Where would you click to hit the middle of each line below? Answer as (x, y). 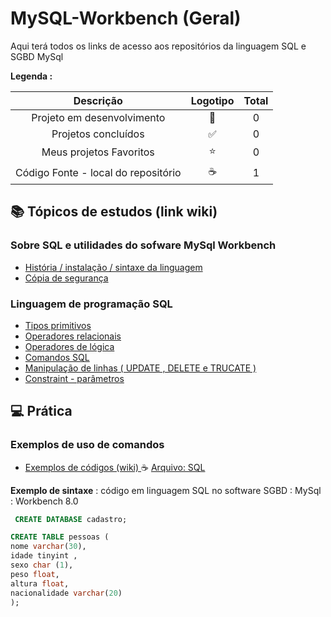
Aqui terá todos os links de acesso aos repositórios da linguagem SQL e (158, 46)
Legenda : (31, 76)
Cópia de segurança (66, 278)
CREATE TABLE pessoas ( (60, 537)
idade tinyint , (44, 556)
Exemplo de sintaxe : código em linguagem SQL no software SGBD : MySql (166, 490)
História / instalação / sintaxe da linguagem (113, 267)
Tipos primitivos (58, 325)
